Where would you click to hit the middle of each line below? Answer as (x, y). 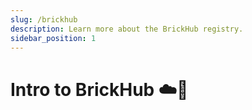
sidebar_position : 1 (53, 38)
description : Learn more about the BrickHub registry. (127, 29)
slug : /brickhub (44, 19)
